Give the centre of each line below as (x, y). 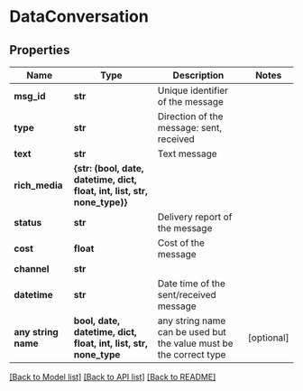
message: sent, (190, 128)
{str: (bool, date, (109, 168)
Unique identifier (193, 90)
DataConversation (79, 17)
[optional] (268, 338)
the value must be (195, 343)
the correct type (192, 354)
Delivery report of (195, 217)
